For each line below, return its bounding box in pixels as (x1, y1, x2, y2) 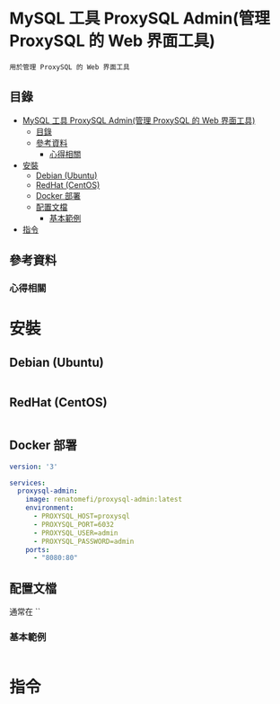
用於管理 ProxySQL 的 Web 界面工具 (9, 62, 130, 72)
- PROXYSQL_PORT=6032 (32, 520, 115, 529)
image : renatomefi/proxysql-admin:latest (25, 495, 182, 504)
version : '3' (9, 462, 58, 471)
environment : (25, 503, 74, 512)
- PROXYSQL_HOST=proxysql (32, 512, 130, 521)
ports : (25, 545, 50, 554)
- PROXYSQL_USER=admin (32, 528, 118, 538)
